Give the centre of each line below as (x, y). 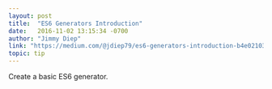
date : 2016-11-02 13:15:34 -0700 (68, 31)
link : (17, 46)
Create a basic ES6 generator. (58, 76)
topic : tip (27, 53)
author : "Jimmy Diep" (45, 38)
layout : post (30, 16)
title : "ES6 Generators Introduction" (76, 23)
